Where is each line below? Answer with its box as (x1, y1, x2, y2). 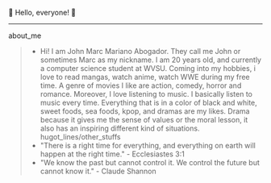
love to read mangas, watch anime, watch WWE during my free (40, 73, 250, 81)
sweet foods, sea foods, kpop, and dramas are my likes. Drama (40, 106, 250, 116)
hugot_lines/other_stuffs (40, 132, 121, 141)
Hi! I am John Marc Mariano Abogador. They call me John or (40, 47, 241, 56)
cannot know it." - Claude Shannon (40, 166, 156, 176)
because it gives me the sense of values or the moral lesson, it (40, 115, 248, 124)
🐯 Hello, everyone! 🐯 (8, 8, 77, 17)
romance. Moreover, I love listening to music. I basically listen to (40, 89, 252, 98)
